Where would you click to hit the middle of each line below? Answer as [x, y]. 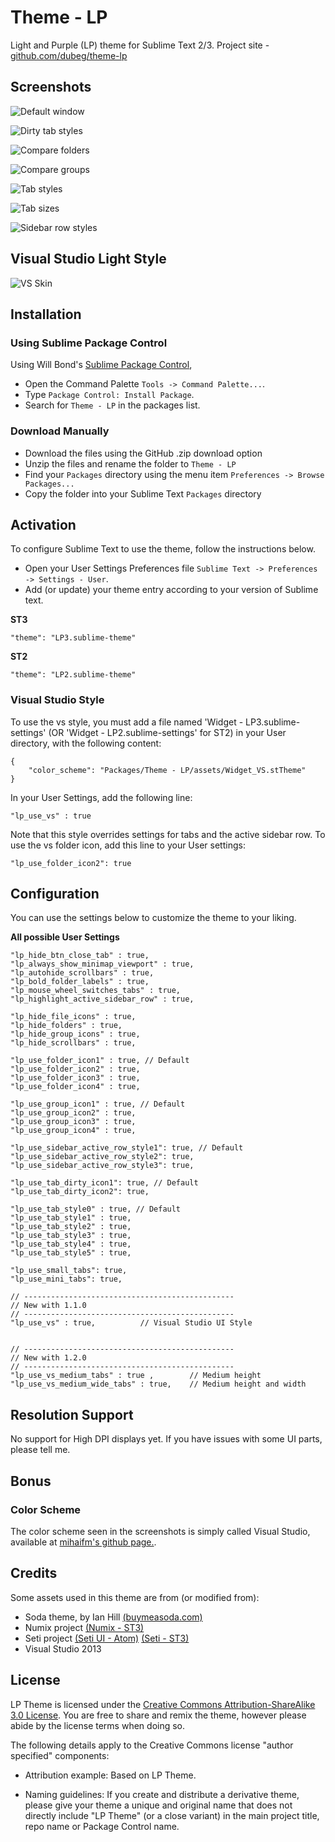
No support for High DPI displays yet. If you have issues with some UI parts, [166, 1439]
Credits [34, 1573]
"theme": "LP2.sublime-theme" [73, 675]
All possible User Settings [65, 937]
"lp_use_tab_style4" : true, [71, 1244]
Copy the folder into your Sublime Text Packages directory [143, 493]
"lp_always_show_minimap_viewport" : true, [102, 964]
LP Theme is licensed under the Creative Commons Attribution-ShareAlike [163, 1704]
